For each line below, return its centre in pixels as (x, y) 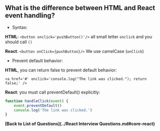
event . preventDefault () (38, 106)
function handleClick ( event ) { (37, 101)
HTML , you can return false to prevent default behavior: (61, 70)
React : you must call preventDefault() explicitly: (53, 92)
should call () (19, 42)
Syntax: (20, 27)
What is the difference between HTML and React (80, 8)
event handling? (30, 16)
